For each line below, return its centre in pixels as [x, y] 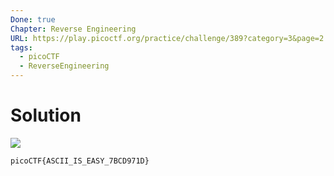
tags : [21, 47]
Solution [46, 115]
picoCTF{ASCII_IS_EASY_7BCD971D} [80, 161]
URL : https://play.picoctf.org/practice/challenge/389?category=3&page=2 [167, 38]
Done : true [33, 19]
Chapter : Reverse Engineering [73, 29]
